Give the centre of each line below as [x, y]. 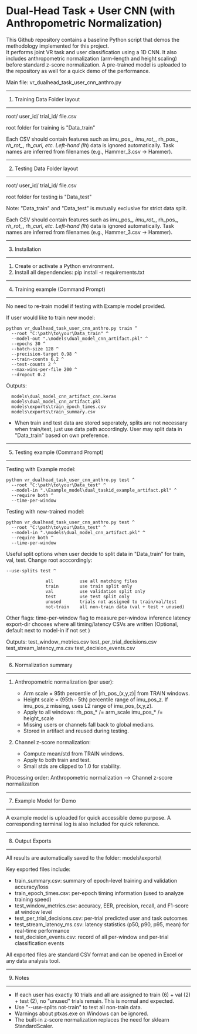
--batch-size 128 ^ [35, 349]
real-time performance [42, 930]
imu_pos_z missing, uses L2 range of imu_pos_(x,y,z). [88, 705]
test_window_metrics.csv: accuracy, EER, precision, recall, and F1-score [101, 906]
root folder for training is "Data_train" [51, 127]
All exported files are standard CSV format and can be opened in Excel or [95, 955]
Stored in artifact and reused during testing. [76, 731]
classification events [39, 943]
